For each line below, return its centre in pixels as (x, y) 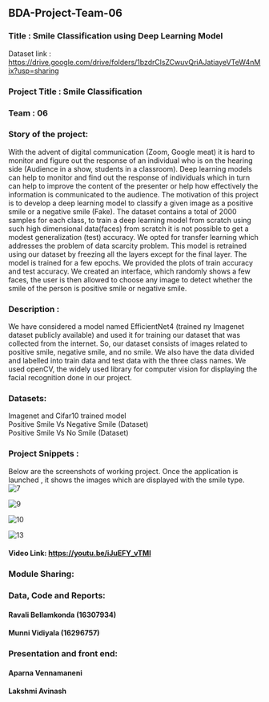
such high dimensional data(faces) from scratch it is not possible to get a (129, 229)
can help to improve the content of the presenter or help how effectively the (133, 186)
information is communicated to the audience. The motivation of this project (133, 194)
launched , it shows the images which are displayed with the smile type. (126, 480)
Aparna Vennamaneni (45, 672)
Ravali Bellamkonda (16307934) (62, 615)
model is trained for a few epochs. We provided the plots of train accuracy (131, 262)
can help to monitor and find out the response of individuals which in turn (129, 177)
